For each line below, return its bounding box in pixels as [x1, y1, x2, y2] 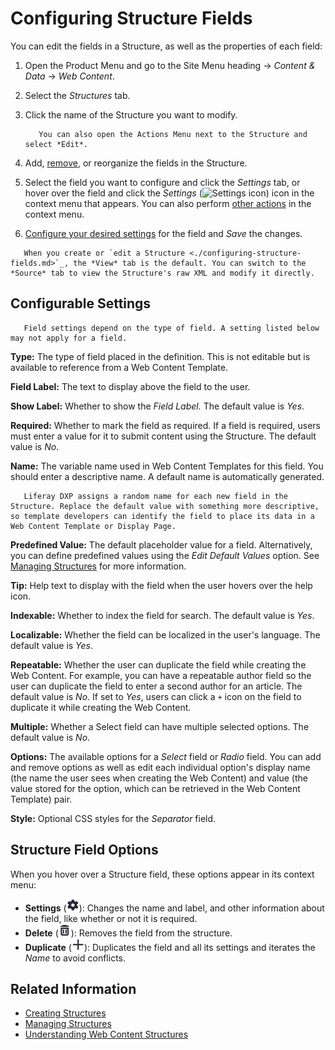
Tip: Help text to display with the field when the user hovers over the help [10, 579, 313, 591]
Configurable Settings [10, 295, 152, 312]
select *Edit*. [24, 139, 89, 149]
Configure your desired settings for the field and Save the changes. [24, 227, 303, 239]
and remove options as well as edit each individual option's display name [10, 761, 311, 773]
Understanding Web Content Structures [24, 1028, 189, 1041]
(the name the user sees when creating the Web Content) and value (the [10, 772, 308, 784]
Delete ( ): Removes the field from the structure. [24, 927, 233, 939]
